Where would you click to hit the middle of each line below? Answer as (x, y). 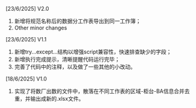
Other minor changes (41, 28)
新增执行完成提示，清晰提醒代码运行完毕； (67, 59)
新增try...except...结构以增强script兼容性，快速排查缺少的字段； (93, 52)
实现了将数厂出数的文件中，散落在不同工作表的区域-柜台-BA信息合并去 (102, 91)
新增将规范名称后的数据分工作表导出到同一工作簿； (78, 21)
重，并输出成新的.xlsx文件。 (49, 99)
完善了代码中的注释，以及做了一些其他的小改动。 (75, 67)
